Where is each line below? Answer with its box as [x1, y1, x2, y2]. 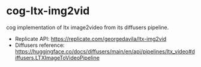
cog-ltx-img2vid [6, 4, 90, 18]
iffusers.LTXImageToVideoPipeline [14, 54, 100, 61]
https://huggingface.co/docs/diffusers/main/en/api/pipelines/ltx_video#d [14, 47, 195, 55]
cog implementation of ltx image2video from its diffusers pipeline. [6, 24, 169, 31]
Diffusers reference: [14, 42, 65, 49]
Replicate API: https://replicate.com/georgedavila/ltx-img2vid [14, 35, 167, 42]
